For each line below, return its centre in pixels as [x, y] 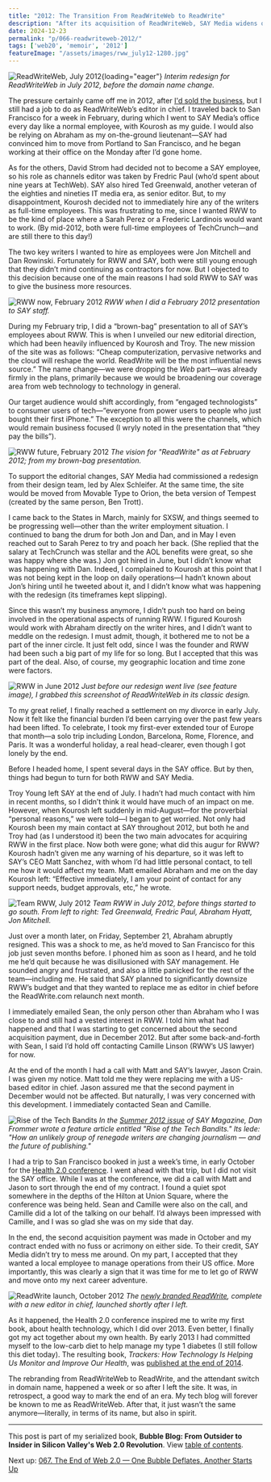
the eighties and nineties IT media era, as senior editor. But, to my [117, 193]
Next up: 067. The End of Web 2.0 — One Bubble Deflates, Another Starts [130, 1460]
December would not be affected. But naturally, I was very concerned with [132, 1096]
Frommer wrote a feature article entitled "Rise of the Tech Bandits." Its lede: [134, 1129]
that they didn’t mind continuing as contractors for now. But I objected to [129, 269]
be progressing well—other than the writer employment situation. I [118, 526]
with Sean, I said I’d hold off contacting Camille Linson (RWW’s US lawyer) [131, 1046]
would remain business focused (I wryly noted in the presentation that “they [134, 428]
